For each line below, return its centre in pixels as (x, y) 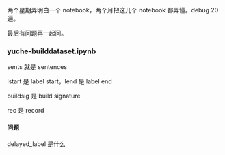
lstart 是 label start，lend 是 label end (60, 81)
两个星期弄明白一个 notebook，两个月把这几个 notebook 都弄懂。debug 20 (113, 10)
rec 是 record (26, 111)
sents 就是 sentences (37, 67)
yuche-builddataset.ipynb (52, 51)
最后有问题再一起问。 (37, 33)
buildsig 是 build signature (44, 96)
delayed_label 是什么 (37, 144)
